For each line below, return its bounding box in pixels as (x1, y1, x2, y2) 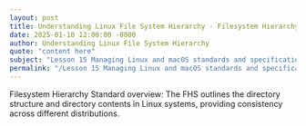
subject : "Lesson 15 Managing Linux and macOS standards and (9, 55, 247, 64)
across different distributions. (9, 108, 120, 119)
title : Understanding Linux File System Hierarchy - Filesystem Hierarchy (9, 22, 300, 31)
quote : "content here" (9, 47, 96, 56)
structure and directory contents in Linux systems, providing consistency (9, 98, 283, 109)
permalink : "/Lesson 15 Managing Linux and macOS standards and (9, 64, 259, 73)
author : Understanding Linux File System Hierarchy (9, 38, 209, 48)
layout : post (9, 13, 59, 23)
